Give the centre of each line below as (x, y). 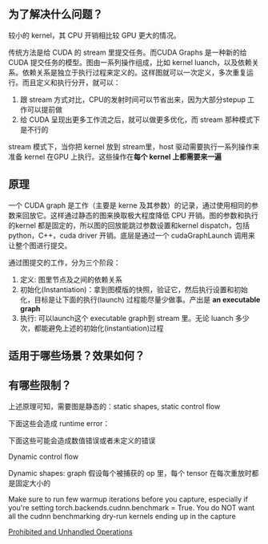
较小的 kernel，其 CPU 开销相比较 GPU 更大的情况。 (94, 35)
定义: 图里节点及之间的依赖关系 (71, 279)
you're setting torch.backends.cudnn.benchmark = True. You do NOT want (132, 507)
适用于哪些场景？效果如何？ (77, 356)
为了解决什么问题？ (56, 14)
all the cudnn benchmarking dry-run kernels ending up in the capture (122, 516)
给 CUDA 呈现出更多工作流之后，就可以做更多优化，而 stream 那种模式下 (140, 120)
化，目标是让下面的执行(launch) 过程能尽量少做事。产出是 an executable (140, 299)
